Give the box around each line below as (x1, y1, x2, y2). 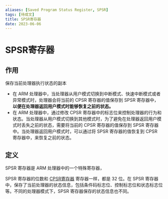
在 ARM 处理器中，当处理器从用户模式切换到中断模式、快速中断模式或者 (12, 91, 161, 97)
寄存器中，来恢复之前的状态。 (12, 135, 74, 141)
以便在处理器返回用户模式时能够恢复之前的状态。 (12, 103, 113, 109)
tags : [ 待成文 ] (5, 12, 35, 17)
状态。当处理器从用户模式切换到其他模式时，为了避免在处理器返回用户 (12, 116, 157, 122)
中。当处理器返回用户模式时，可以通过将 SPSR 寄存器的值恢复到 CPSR (12, 128, 157, 134)
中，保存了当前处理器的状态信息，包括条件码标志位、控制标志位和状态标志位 (5, 182, 163, 188)
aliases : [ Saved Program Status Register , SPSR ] (5, 7, 108, 13)
